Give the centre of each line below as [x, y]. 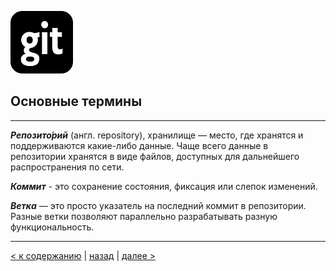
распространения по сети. [67, 167]
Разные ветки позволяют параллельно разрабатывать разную [144, 216]
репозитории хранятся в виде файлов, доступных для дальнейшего [155, 156]
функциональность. [52, 227]
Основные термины [76, 101]
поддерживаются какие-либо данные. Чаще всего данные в [139, 145]
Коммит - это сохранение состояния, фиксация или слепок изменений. [164, 186]
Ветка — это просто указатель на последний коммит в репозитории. [158, 205]
